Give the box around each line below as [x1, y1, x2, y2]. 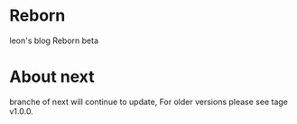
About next [9, 66, 95, 87]
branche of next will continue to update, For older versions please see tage [9, 96, 289, 107]
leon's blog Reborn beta [9, 35, 99, 46]
